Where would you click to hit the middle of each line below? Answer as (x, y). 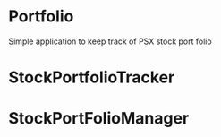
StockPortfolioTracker (92, 77)
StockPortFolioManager (99, 119)
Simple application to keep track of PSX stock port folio (110, 41)
